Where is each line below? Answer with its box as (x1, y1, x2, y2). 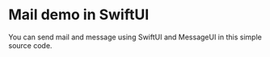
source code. (8, 40, 53, 50)
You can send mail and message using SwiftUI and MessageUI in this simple (8, 32, 263, 42)
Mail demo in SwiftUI (8, 6, 150, 24)
